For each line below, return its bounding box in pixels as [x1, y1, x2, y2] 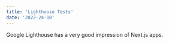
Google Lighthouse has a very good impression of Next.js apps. [6, 31, 164, 38]
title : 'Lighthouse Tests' [6, 8, 74, 15]
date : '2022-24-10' [6, 14, 55, 20]
